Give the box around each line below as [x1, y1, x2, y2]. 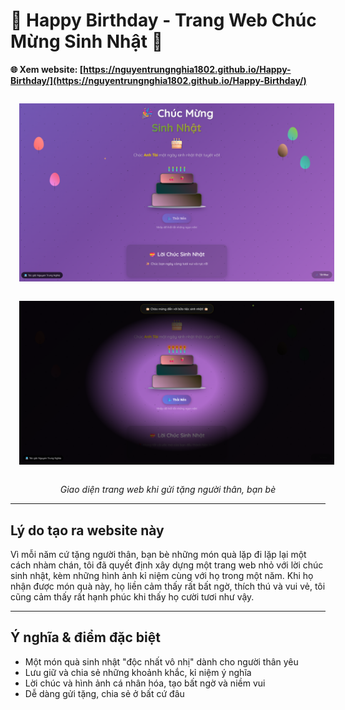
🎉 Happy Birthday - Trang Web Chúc [10, 9, 317, 32]
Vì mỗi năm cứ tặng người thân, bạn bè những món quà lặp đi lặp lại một [10, 549, 307, 561]
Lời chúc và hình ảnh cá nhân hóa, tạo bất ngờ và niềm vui [24, 677, 266, 689]
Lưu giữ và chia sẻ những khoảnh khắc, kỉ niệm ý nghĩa [24, 666, 252, 678]
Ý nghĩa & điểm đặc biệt [10, 629, 161, 646]
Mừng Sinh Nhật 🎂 [10, 30, 164, 53]
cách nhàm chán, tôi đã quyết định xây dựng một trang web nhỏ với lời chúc [10, 559, 324, 571]
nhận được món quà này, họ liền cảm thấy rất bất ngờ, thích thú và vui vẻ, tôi [10, 580, 326, 593]
